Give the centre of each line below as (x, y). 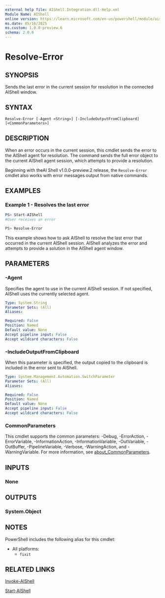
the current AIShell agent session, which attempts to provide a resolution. (79, 160)
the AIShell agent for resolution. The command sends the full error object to (82, 155)
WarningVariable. (23, 452)
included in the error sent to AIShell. (41, 368)
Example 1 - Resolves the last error (47, 205)
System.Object (23, 511)
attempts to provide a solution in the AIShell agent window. (64, 248)
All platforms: (26, 549)
